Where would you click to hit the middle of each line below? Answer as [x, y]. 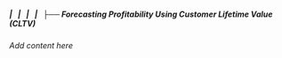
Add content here [41, 45]
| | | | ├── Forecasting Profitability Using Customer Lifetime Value [141, 14]
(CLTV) [23, 23]
